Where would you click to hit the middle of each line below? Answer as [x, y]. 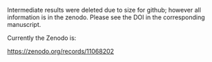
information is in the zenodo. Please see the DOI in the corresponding [106, 17]
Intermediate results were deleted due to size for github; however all [104, 10]
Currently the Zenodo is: [42, 38]
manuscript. [24, 24]
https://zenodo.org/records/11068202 [61, 51]
